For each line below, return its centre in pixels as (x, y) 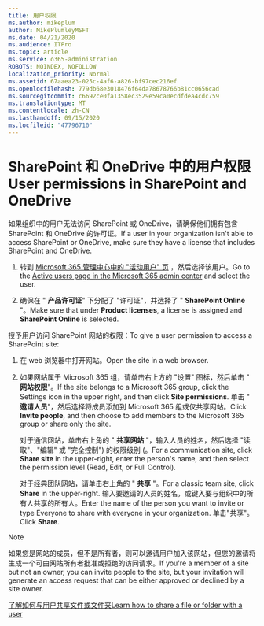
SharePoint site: (34, 344)
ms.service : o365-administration (63, 60)
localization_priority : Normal (59, 74)
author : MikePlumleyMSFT (49, 30)
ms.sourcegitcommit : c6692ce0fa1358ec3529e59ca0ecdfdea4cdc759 (114, 96)
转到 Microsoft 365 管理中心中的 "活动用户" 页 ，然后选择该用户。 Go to (135, 267)
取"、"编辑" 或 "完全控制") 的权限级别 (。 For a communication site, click (136, 450)
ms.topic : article (38, 52)
